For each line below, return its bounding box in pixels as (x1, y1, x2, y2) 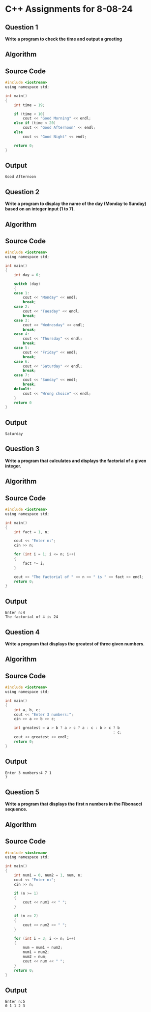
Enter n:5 (5, 999, 26, 1004)
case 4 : (14, 332, 30, 337)
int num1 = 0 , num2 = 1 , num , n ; (14, 873, 83, 878)
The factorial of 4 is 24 (5, 614, 58, 620)
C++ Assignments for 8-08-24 (5, 3, 133, 15)
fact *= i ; (23, 561, 45, 566)
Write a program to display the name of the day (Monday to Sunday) (5, 201, 147, 207)
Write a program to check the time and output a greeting (5, 36, 122, 42)
